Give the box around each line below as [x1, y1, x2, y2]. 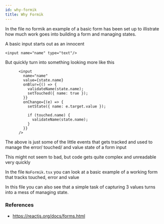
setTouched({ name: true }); [27, 90, 88, 95]
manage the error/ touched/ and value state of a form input [5, 144, 126, 150]
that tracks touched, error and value [5, 174, 79, 180]
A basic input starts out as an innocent [5, 40, 84, 46]
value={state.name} [23, 77, 64, 82]
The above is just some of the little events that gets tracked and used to [5, 138, 153, 145]
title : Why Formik [5, 12, 43, 17]
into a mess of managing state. [5, 189, 69, 195]
